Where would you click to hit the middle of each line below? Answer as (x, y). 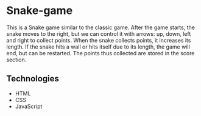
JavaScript (29, 106)
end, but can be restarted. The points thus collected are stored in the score (100, 53)
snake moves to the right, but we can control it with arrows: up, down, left (99, 33)
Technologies (33, 79)
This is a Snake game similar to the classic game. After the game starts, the (100, 27)
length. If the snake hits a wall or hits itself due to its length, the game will (98, 47)
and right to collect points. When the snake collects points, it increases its (99, 40)
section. (16, 60)
